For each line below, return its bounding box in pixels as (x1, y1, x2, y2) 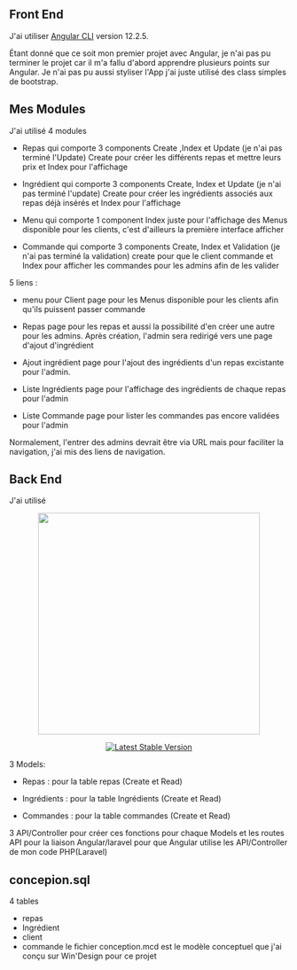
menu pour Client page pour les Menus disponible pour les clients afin (21, 294, 279, 305)
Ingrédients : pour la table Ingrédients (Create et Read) (21, 794, 222, 804)
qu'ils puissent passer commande (21, 303, 146, 314)
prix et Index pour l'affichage (21, 161, 129, 172)
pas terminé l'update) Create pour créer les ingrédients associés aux (21, 188, 273, 199)
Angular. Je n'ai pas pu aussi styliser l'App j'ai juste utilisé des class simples (9, 66, 286, 77)
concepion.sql (9, 872, 90, 888)
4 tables (9, 896, 40, 907)
